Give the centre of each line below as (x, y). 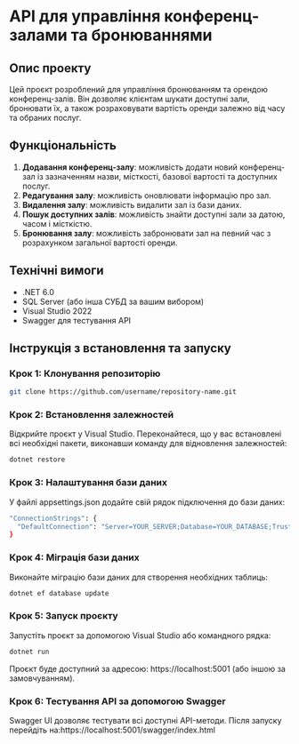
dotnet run (29, 652)
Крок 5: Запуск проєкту (64, 616)
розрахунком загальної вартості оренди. (100, 243)
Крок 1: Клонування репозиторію (85, 373)
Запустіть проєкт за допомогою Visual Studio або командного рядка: (140, 635)
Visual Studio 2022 (57, 311)
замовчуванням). (42, 678)
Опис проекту (50, 68)
